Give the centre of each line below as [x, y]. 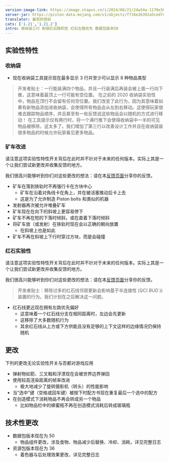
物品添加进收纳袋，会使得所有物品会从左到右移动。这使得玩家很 [97, 107]
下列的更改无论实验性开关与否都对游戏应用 [49, 363]
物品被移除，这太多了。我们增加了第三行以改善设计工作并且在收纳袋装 [90, 126]
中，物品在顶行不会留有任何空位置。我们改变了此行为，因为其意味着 [88, 101]
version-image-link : [27, 10]
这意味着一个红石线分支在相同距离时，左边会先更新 [73, 314]
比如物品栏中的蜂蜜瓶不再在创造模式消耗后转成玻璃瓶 [75, 405]
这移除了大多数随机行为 [44, 320]
